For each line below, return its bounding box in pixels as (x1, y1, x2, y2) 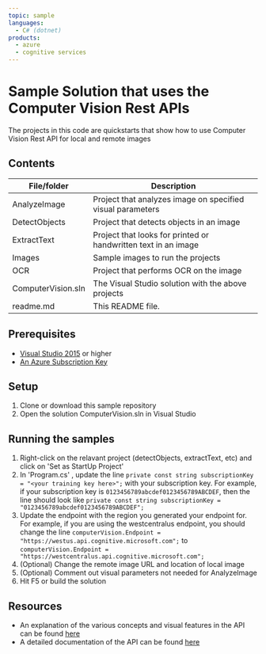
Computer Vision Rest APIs (8, 100, 190, 117)
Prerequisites (8, 328, 76, 341)
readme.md (12, 300, 55, 311)
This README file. (93, 300, 160, 311)
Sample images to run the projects (93, 252, 221, 263)
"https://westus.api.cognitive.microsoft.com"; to (19, 536, 188, 546)
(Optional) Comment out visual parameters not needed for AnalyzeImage (19, 568, 257, 578)
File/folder (28, 180, 69, 191)
